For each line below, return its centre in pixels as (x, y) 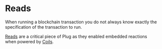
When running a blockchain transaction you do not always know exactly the (81, 22)
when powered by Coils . (29, 41)
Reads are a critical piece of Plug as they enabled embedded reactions (76, 36)
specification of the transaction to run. (43, 27)
